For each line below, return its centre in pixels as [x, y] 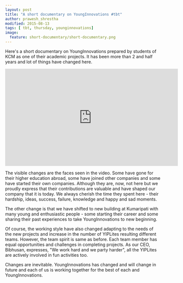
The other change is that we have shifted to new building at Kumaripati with [82, 208]
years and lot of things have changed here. [49, 62]
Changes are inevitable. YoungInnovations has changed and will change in [81, 264]
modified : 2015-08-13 [27, 23]
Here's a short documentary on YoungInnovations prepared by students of [81, 51]
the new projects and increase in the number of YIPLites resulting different [81, 234]
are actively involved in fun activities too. [47, 255]
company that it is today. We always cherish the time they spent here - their [82, 194]
